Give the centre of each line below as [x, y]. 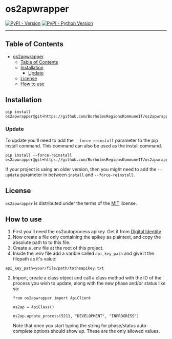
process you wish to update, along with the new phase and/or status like [89, 284]
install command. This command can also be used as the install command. [84, 146]
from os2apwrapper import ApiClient [52, 298]
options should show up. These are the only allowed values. [97, 331]
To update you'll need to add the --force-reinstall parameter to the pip [82, 140]
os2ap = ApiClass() [34, 307]
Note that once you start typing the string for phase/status [74, 326]
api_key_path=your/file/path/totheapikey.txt [55, 268]
